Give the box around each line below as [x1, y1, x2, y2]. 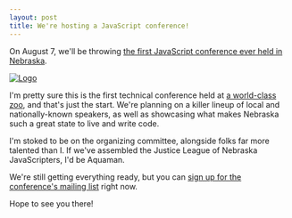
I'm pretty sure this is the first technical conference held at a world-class [9, 90, 277, 101]
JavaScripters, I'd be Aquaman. [9, 154, 125, 165]
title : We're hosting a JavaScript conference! [9, 21, 190, 30]
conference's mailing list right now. [9, 181, 138, 191]
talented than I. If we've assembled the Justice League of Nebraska [9, 144, 258, 156]
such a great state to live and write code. [9, 117, 160, 129]
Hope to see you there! [9, 198, 94, 209]
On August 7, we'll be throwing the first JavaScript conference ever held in [9, 45, 283, 56]
